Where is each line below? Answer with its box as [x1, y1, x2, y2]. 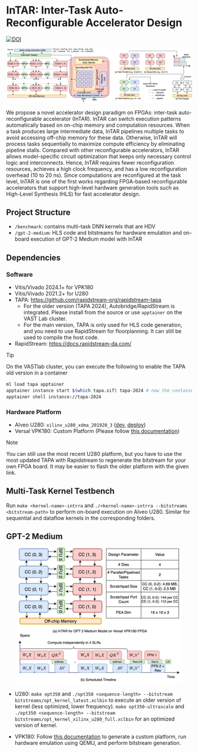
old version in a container [6, 369, 68, 376]
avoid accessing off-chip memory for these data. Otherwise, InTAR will [6, 134, 177, 141]
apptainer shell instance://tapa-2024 [6, 393, 101, 400]
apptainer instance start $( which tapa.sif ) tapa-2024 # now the [6, 388, 170, 393]
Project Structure [6, 207, 71, 217]
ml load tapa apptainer [6, 382, 65, 388]
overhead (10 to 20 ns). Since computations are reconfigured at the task [6, 172, 181, 179]
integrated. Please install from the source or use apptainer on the [23, 309, 183, 316]
